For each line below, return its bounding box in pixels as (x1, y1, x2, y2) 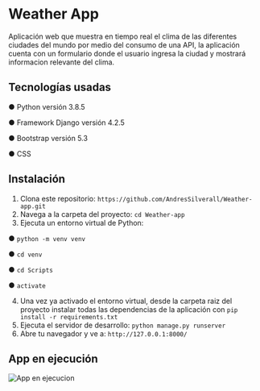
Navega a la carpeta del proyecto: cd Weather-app (19, 209, 185, 218)
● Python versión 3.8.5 (8, 102, 86, 111)
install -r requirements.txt (19, 313, 118, 321)
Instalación (8, 173, 66, 186)
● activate (8, 280, 47, 290)
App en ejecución (8, 351, 98, 365)
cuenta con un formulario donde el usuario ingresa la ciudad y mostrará (8, 48, 246, 58)
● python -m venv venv (8, 233, 86, 243)
